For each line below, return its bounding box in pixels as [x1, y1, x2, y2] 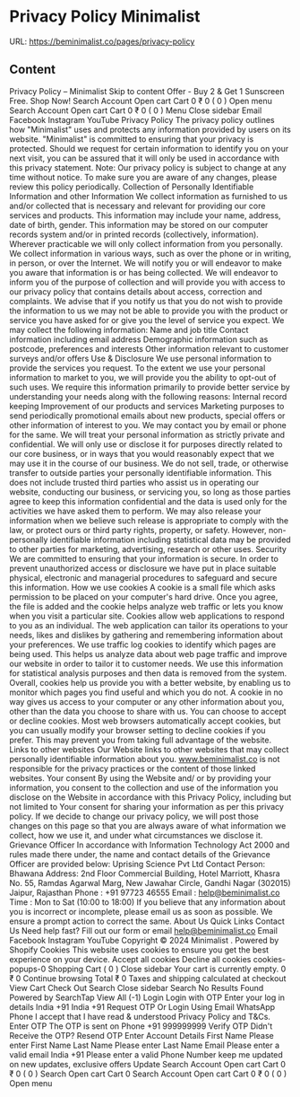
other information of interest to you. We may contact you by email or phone [9, 419, 287, 430]
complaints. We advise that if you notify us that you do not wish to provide [9, 295, 284, 306]
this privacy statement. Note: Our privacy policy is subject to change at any [9, 162, 287, 172]
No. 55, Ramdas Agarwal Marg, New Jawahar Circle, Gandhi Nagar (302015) [9, 877, 291, 888]
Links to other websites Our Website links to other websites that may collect [9, 743, 289, 755]
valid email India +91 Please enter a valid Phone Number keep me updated [9, 1049, 284, 1060]
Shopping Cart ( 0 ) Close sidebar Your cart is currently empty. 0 [47, 963, 287, 974]
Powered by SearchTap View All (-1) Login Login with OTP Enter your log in [9, 992, 285, 1003]
